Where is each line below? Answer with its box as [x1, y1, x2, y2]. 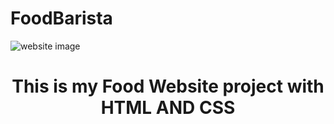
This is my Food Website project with [11, 75, 325, 98]
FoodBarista [10, 7, 113, 30]
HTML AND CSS [100, 97, 236, 119]
